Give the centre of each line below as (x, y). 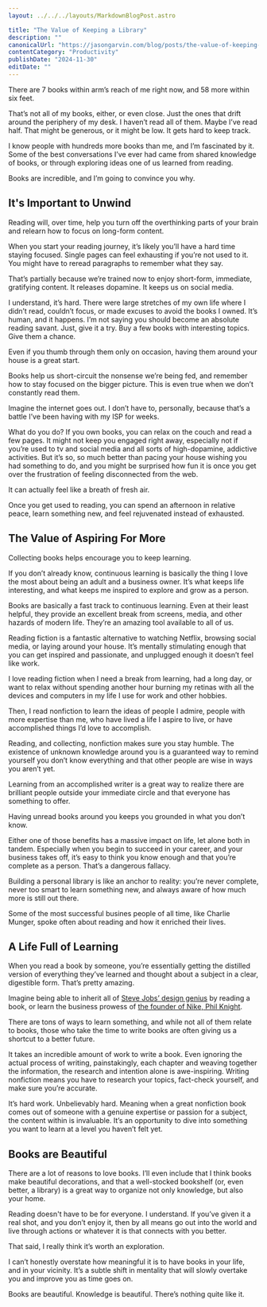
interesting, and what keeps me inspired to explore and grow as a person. (128, 590)
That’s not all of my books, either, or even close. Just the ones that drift (125, 113)
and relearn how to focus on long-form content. (86, 231)
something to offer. (39, 801)
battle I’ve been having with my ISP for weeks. (84, 416)
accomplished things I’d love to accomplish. (80, 728)
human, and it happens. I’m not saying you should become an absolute (124, 319)
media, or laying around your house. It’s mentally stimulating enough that (127, 646)
